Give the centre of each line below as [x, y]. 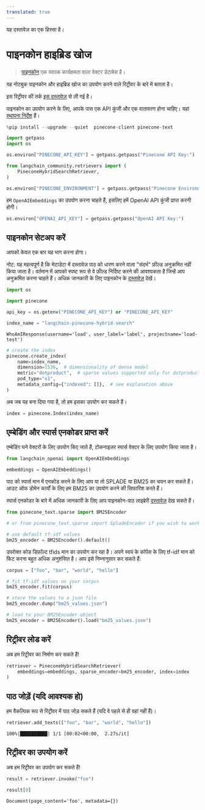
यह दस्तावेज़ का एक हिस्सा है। [35, 29]
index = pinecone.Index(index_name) [53, 413]
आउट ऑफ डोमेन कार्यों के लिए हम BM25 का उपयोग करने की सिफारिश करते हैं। [85, 489]
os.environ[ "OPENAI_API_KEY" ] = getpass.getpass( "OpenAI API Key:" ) [95, 219]
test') [15, 339]
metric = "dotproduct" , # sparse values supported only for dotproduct [109, 373]
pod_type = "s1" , [37, 379]
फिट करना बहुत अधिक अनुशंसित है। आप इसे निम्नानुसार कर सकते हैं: [74, 558]
